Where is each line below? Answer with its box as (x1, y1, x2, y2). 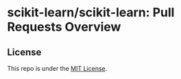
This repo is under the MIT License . (7, 65, 108, 72)
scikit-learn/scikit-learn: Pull (7, 5, 175, 20)
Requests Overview (7, 19, 121, 35)
